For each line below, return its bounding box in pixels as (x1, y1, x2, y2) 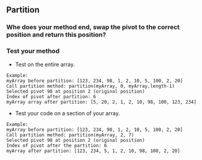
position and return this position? (6, 30, 106, 39)
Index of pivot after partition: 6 (6, 93, 96, 99)
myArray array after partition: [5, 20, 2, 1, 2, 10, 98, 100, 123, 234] (6, 99, 197, 105)
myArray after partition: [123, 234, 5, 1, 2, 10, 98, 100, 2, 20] (6, 148, 181, 154)
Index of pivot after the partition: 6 (6, 142, 107, 148)
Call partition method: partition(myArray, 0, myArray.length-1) (6, 83, 175, 89)
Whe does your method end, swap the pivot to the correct (6, 23, 180, 32)
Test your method (6, 47, 59, 55)
